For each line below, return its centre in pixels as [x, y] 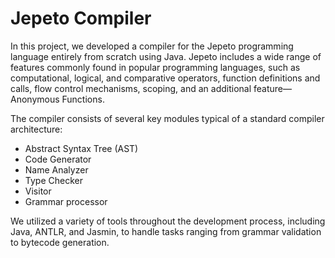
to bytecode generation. [60, 242]
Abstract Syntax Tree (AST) [81, 148]
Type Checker [53, 180]
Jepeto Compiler [81, 18]
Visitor [38, 191]
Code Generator [58, 159]
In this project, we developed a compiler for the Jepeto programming [152, 46]
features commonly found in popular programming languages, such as [155, 67]
